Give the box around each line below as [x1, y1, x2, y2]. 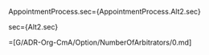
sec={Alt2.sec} [8, 22, 59, 31]
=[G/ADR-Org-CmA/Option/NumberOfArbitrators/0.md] [8, 37, 192, 47]
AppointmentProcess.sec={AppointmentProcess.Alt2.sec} [8, 7, 201, 16]
